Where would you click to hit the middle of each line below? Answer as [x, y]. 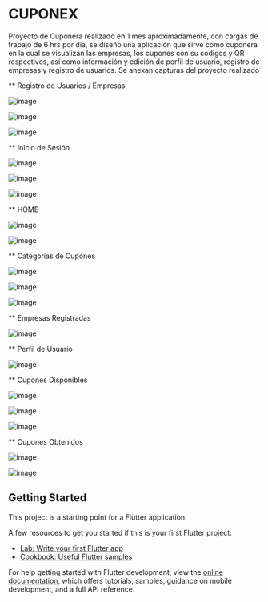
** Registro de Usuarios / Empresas [67, 86]
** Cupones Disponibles [48, 380]
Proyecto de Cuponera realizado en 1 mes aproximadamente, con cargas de [133, 36]
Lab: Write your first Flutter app [72, 548]
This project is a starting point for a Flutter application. [98, 517]
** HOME [24, 209]
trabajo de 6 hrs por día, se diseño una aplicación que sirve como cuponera [133, 44]
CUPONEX [43, 14]
